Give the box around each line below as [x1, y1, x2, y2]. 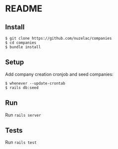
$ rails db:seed [5, 85, 39, 90]
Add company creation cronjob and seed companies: [5, 71, 114, 77]
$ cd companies [5, 40, 37, 45]
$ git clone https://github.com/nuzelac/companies [5, 36, 112, 41]
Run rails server [5, 112, 41, 118]
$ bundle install [5, 45, 41, 50]
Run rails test [5, 140, 37, 146]
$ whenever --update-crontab [5, 80, 65, 86]
